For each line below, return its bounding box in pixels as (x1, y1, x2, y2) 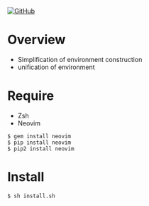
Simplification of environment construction (17, 55, 143, 63)
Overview (7, 32, 66, 48)
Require (7, 88, 55, 104)
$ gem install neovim (7, 133, 72, 140)
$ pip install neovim (7, 139, 72, 146)
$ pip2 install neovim (7, 145, 74, 153)
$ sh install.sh (7, 192, 55, 200)
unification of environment (17, 63, 95, 71)
